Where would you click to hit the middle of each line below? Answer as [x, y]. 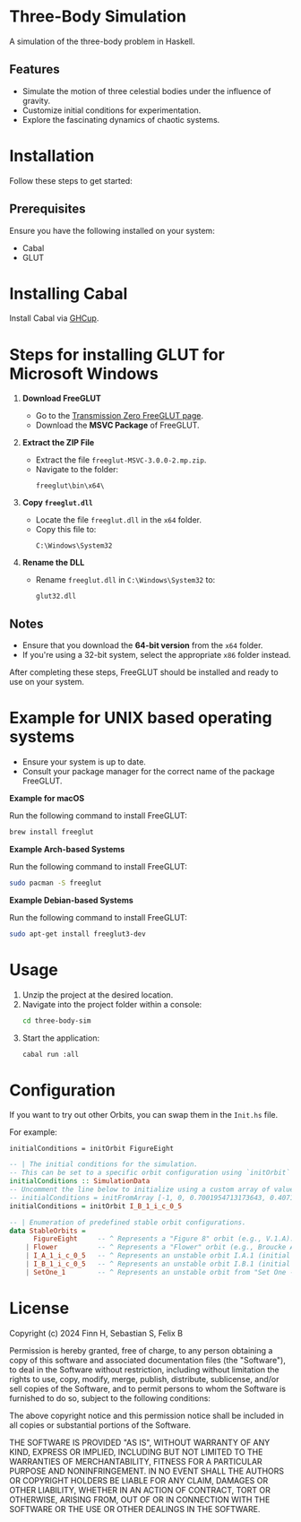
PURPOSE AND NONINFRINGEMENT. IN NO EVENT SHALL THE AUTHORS [147, 1471]
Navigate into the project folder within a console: [112, 1004]
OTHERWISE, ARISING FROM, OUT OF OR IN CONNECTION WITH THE [140, 1500]
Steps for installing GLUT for [117, 355]
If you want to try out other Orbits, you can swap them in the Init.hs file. [144, 1115]
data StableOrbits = [48, 1231]
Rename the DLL [53, 563]
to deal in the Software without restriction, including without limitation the [144, 1370]
